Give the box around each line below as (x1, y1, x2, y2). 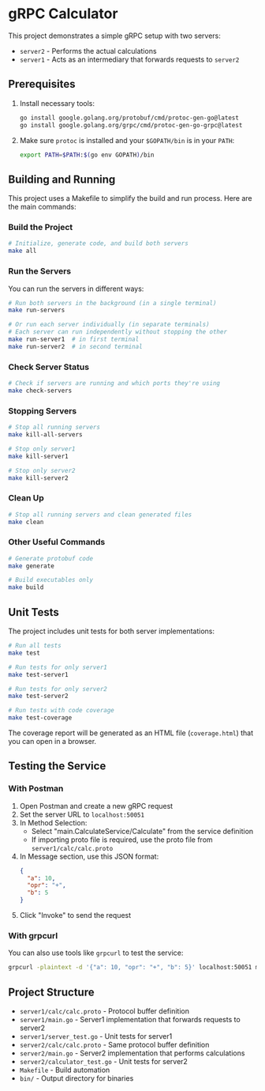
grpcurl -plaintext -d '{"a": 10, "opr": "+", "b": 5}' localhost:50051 (8, 964, 252, 972)
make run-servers (8, 306, 65, 315)
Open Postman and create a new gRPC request (19, 801, 174, 810)
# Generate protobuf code (8, 554, 93, 562)
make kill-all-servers (8, 431, 83, 439)
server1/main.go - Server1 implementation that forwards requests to (19, 1015, 241, 1025)
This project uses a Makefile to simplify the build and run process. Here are (8, 194, 252, 203)
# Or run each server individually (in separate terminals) (8, 321, 211, 329)
